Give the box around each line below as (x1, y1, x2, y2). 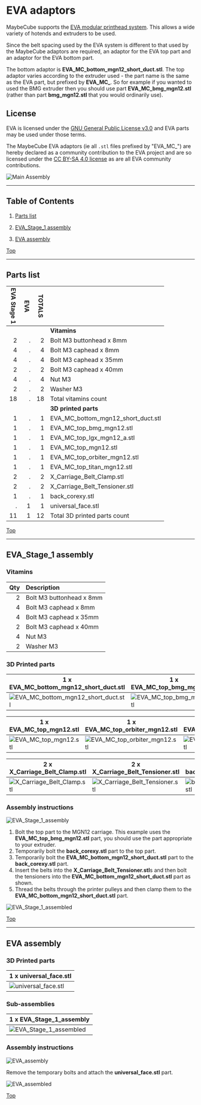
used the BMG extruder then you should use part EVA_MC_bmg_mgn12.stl (6, 84, 191, 92)
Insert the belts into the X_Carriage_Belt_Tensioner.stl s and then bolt (14, 867, 187, 874)
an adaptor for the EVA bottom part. (6, 54, 95, 61)
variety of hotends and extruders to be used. (6, 29, 117, 37)
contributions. (6, 161, 41, 168)
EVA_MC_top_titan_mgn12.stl (50, 463, 133, 471)
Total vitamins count (50, 395, 107, 403)
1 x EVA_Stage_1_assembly (9, 1015, 90, 1024)
